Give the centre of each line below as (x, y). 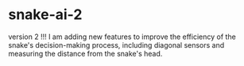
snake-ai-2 (45, 15)
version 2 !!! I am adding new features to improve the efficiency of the (122, 37)
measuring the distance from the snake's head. (85, 53)
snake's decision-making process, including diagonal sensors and (116, 45)
